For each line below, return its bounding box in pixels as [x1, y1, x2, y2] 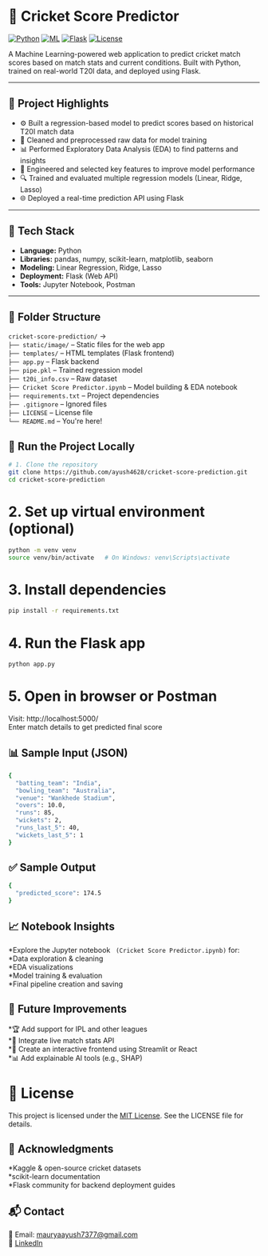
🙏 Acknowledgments [8, 1142, 114, 1156]
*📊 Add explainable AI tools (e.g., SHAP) [8, 1053, 143, 1062]
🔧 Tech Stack [8, 224, 75, 238]
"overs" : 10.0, [15, 802, 66, 810]
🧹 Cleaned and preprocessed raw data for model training [19, 135, 207, 145]
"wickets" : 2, [15, 816, 62, 825]
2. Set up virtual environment [8, 503, 206, 521]
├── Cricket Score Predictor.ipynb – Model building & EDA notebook [8, 382, 238, 392]
